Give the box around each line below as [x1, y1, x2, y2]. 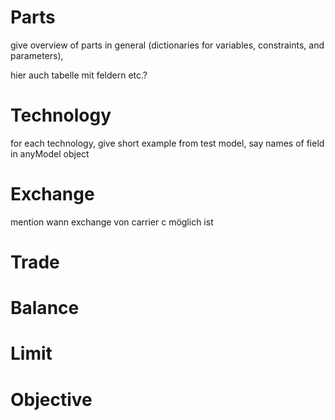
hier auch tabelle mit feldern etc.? [10, 69, 148, 81]
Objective [10, 388, 93, 411]
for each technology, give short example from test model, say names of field [10, 137, 325, 149]
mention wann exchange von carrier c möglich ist [10, 216, 214, 228]
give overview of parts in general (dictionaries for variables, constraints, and [10, 39, 325, 51]
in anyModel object [10, 147, 90, 160]
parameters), [10, 49, 64, 61]
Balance [10, 297, 80, 320]
